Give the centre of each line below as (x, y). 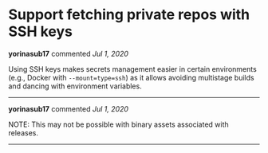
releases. (23, 132)
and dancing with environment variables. (75, 86)
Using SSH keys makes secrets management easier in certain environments (132, 69)
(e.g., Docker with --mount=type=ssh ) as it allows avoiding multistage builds (131, 77)
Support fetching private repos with (129, 15)
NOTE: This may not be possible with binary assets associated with (118, 124)
